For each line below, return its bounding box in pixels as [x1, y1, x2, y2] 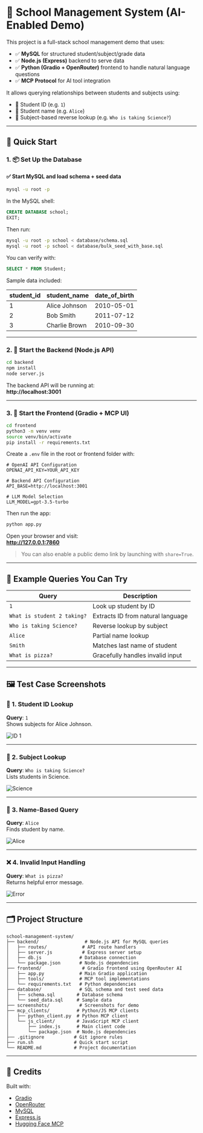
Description [123, 592, 158, 600]
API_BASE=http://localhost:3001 [6, 483, 88, 489]
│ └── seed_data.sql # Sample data [6, 997, 112, 1003]
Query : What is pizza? [6, 872, 63, 879]
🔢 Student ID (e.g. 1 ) [14, 101, 66, 108]
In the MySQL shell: [6, 197, 55, 205]
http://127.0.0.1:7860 [6, 539, 60, 546]
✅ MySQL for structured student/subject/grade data [14, 50, 146, 57]
